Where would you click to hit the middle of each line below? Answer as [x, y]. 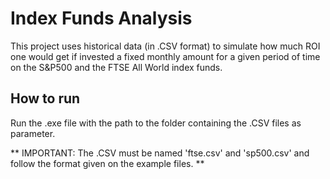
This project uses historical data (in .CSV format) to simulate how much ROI [165, 46]
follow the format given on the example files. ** [107, 163]
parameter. [33, 133]
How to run [45, 98]
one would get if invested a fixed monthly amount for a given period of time [165, 56]
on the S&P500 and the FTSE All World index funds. [116, 67]
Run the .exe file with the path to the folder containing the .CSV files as [156, 123]
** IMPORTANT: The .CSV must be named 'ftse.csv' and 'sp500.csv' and [160, 153]
